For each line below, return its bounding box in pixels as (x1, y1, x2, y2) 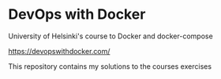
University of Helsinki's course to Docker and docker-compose (8, 31, 213, 41)
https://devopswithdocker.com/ (8, 46, 110, 56)
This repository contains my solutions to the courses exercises (8, 61, 212, 71)
